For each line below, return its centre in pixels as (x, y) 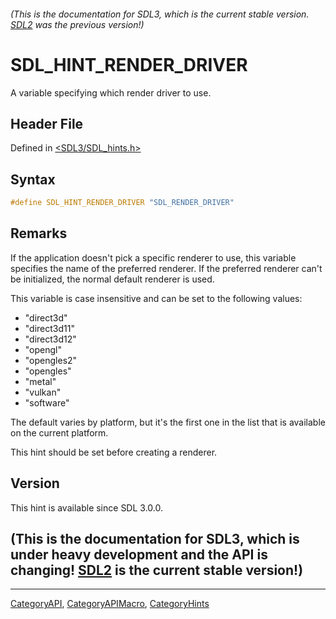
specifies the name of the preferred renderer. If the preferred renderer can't (166, 268)
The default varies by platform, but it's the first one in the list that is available (168, 422)
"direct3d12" (50, 339)
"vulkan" (43, 392)
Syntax (33, 179)
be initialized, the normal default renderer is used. (112, 279)
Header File (47, 123)
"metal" (40, 381)
